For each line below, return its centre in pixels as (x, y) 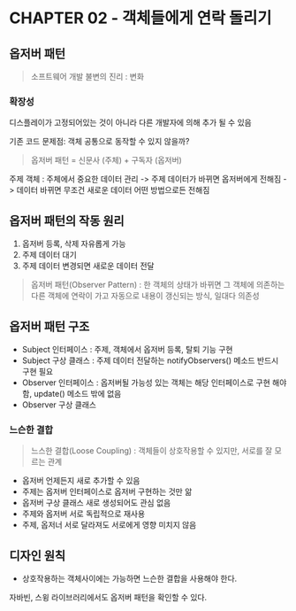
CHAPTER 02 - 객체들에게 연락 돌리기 (140, 18)
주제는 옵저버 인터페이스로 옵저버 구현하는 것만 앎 (107, 491)
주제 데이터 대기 (49, 255)
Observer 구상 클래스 (59, 405)
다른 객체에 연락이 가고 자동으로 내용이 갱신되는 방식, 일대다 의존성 (145, 296)
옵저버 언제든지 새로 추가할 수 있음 (81, 481)
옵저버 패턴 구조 (49, 326)
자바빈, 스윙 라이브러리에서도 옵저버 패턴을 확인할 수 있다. (108, 598)
